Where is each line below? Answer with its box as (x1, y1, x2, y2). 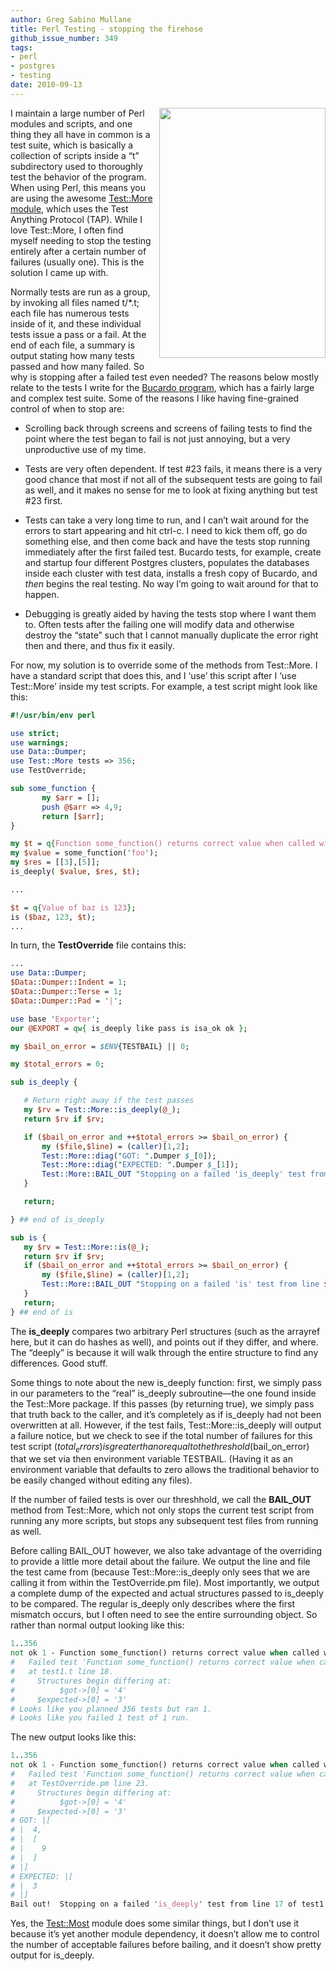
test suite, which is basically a (10, 139, 134, 151)
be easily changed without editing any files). (10, 1474, 193, 1486)
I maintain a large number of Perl (10, 107, 145, 119)
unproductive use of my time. (24, 443, 147, 455)
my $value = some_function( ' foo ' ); (10, 848, 159, 858)
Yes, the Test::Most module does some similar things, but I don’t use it (10, 1917, 300, 1930)
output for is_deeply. (10, 1949, 95, 1961)
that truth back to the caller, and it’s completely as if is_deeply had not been (10, 1408, 322, 1420)
